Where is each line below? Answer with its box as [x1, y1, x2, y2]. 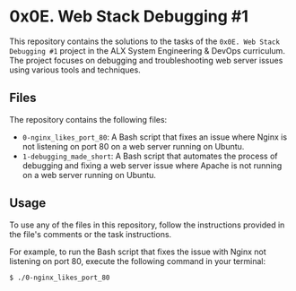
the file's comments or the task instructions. [9, 228, 172, 239]
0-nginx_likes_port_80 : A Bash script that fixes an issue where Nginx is [22, 132, 288, 142]
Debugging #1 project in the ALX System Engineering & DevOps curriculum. [9, 45, 285, 56]
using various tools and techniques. [9, 64, 141, 75]
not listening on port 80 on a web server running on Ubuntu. [22, 141, 245, 151]
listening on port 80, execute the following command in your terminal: [9, 255, 266, 266]
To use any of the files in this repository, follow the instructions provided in [9, 219, 285, 230]
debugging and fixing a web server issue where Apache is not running [22, 159, 283, 171]
